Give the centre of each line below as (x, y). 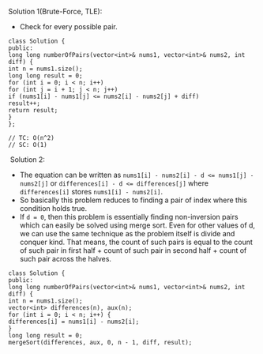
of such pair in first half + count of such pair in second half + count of (133, 250)
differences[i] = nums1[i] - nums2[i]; (74, 322)
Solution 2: (28, 160)
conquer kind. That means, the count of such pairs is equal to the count (136, 242)
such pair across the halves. (66, 259)
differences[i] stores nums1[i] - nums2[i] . (91, 192)
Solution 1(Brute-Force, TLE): (55, 11)
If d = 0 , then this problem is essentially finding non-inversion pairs (129, 217)
